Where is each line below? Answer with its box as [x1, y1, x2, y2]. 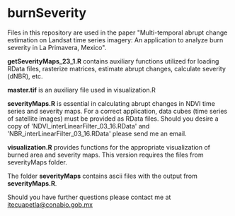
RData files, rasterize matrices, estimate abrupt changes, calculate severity [7, 64, 227, 73]
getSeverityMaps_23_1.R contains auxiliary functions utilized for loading [7, 56, 219, 65]
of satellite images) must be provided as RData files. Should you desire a [7, 114, 219, 123]
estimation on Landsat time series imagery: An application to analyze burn [7, 35, 224, 44]
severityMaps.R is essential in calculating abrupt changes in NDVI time [7, 99, 216, 107]
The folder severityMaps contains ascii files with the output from [7, 172, 198, 180]
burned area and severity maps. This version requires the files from [7, 150, 204, 159]
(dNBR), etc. [7, 72, 43, 80]
